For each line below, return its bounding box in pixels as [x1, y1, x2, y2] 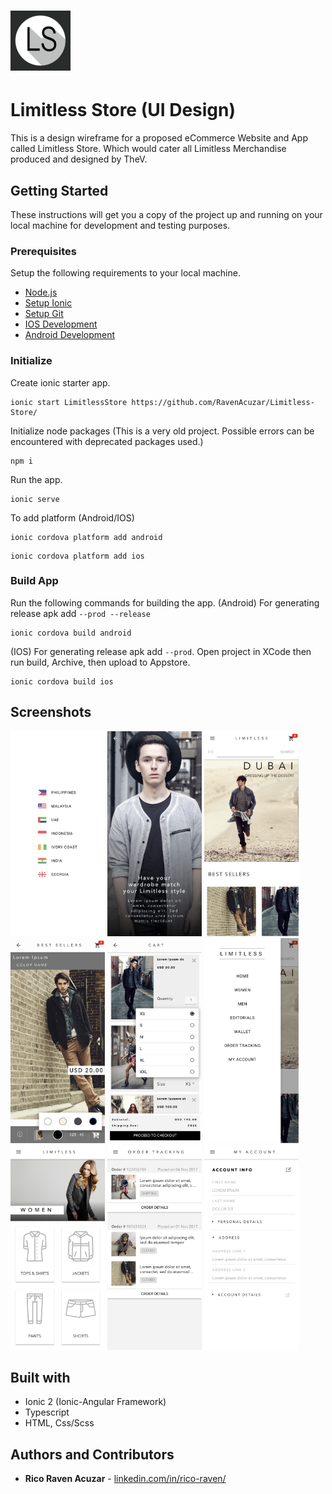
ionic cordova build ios [10, 676, 114, 687]
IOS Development [24, 318, 98, 330]
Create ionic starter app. [10, 376, 111, 389]
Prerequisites [10, 244, 77, 258]
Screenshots [10, 704, 92, 721]
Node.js [24, 286, 58, 299]
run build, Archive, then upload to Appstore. [10, 656, 191, 668]
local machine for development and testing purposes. [10, 219, 231, 231]
